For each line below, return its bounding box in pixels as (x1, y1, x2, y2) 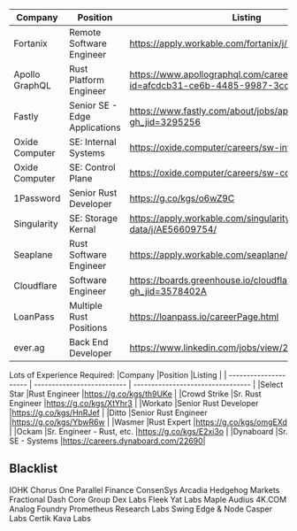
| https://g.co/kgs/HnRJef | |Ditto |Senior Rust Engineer (9, 407, 208, 418)
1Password (13, 192, 61, 204)
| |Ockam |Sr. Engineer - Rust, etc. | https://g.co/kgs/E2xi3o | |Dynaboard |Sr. (9, 427, 288, 436)
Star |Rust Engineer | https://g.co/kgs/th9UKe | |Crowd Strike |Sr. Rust (9, 389, 263, 399)
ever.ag (13, 342, 46, 353)
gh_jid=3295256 (129, 116, 202, 127)
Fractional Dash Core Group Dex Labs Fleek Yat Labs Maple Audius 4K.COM (9, 494, 287, 504)
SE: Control (69, 161, 117, 173)
